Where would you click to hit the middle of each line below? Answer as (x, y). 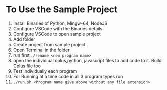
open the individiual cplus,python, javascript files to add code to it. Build (87, 60)
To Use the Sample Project (62, 9)
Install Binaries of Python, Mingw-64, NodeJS (60, 23)
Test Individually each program (45, 71)
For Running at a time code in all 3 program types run (68, 76)
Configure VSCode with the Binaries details (58, 28)
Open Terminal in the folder (41, 50)
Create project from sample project (49, 44)
